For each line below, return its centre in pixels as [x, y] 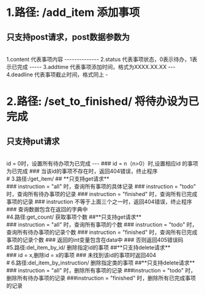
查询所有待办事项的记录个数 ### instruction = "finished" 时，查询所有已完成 [102, 232]
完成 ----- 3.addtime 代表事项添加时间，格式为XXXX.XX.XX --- [96, 67]
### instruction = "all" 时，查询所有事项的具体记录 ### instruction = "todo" [101, 186]
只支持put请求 [33, 141]
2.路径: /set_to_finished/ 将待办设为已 [103, 102]
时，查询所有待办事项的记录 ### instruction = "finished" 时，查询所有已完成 [102, 194]
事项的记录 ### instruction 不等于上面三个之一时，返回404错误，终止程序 [99, 202]
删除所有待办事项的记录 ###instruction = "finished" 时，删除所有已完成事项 [101, 278]
